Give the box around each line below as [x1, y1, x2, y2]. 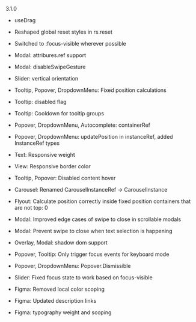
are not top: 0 [14, 204, 49, 211]
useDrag [14, 17, 36, 23]
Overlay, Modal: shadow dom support [14, 239, 108, 246]
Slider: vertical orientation [14, 75, 79, 82]
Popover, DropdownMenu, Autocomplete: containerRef [14, 121, 151, 129]
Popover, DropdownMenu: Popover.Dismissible [14, 263, 131, 269]
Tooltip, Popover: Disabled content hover [14, 174, 116, 181]
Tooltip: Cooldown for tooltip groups [14, 110, 105, 117]
